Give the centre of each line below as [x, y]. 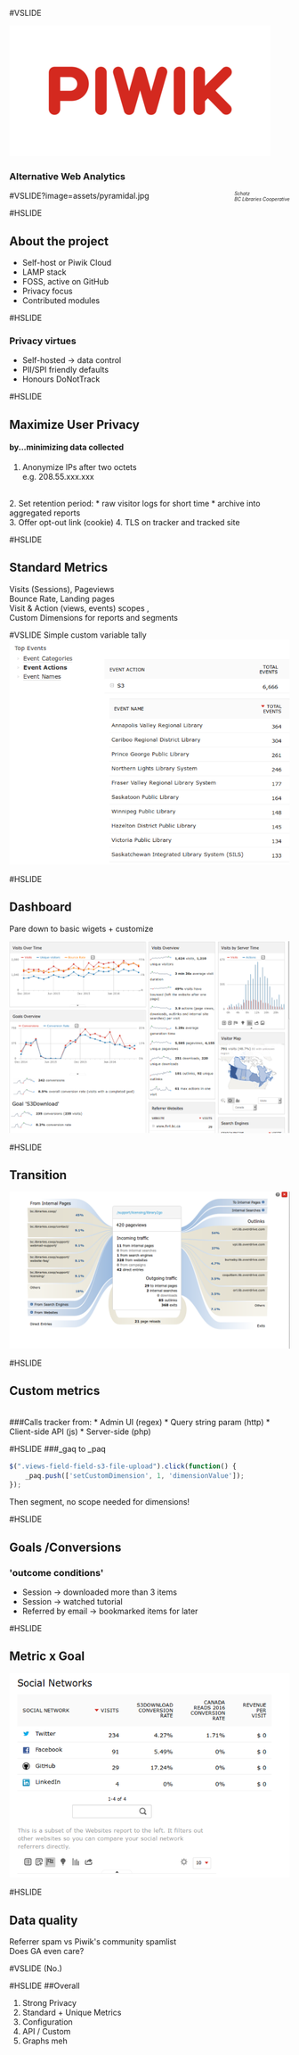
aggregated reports [45, 513]
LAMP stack [44, 272]
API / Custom [46, 2031]
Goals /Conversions [65, 1547]
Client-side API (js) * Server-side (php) [80, 1432]
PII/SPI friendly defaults [65, 370]
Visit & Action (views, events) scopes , [79, 608]
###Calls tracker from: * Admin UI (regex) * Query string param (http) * [140, 1422]
